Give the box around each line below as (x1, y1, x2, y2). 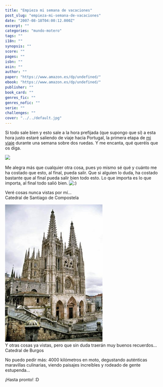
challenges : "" (5, 111, 36, 115)
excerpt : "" (5, 23, 29, 28)
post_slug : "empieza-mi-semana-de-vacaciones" (5, 13, 101, 18)
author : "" (5, 70, 27, 74)
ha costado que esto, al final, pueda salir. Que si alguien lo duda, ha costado (5, 170, 158, 175)
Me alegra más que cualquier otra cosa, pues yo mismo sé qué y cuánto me (5, 165, 157, 170)
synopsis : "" (5, 44, 32, 49)
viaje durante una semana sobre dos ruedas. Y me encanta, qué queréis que (5, 140, 158, 146)
